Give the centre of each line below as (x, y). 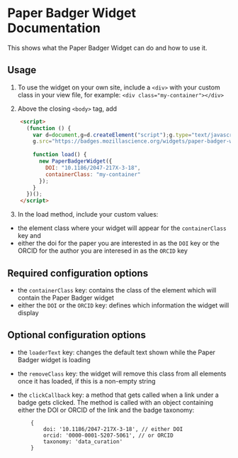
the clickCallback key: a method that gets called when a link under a (118, 395)
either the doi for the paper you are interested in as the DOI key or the (118, 244)
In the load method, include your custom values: (88, 214)
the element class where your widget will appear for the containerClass (122, 228)
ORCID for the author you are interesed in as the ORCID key (102, 251)
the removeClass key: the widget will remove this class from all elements (122, 374)
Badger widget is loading (54, 359)
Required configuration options (78, 273)
